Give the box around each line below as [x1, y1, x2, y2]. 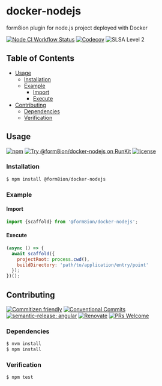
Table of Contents [6, 53, 75, 64]
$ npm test [6, 375, 34, 381]
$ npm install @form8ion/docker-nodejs [6, 176, 106, 182]
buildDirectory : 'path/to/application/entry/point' [17, 262, 149, 268]
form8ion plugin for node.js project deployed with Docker [6, 24, 148, 31]
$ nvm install [6, 341, 42, 347]
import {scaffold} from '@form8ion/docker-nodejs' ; [6, 219, 138, 225]
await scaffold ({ [11, 251, 55, 257]
